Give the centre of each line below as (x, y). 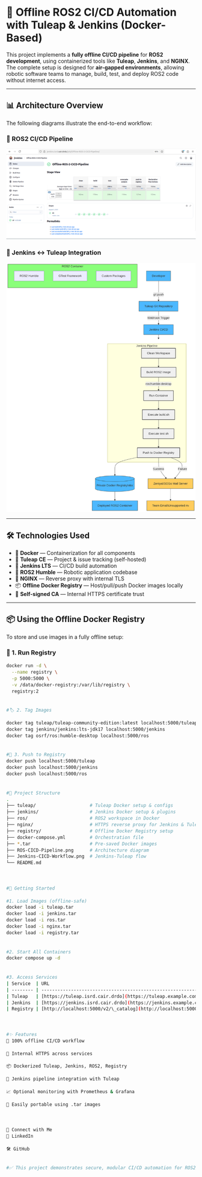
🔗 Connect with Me (29, 1130)
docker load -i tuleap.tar (40, 907)
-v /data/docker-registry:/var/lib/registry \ (71, 685)
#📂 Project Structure (33, 793)
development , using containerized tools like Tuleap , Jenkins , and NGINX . (98, 61)
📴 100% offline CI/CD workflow (45, 1041)
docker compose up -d (33, 958)
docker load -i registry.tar (43, 933)
